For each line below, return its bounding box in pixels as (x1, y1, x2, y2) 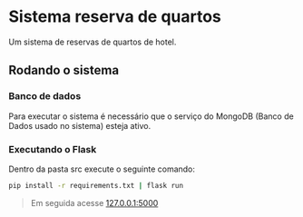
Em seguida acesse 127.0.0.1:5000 (30, 197, 159, 208)
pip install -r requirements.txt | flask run (8, 181, 183, 190)
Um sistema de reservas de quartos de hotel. (8, 36, 177, 47)
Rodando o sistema (8, 63, 120, 78)
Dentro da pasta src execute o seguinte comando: (8, 163, 196, 174)
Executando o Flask (8, 143, 97, 155)
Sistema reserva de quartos (8, 6, 221, 27)
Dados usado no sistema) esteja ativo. (8, 120, 151, 131)
